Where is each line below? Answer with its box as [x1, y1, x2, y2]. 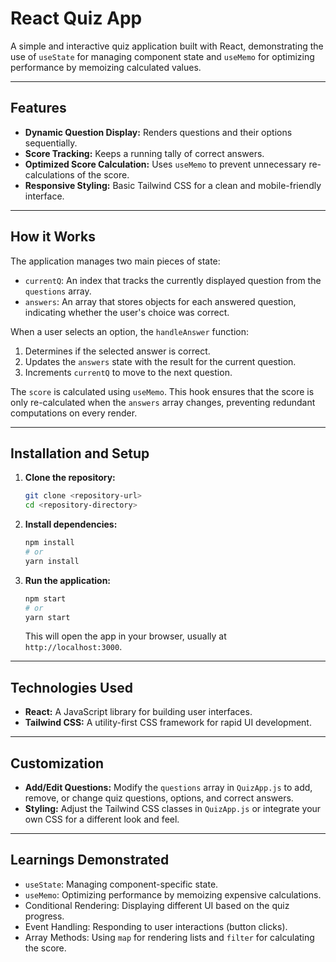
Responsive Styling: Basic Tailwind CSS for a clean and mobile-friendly [24, 179, 322, 191]
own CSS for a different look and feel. [24, 813, 180, 825]
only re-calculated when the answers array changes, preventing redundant [10, 396, 316, 408]
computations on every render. [10, 407, 138, 419]
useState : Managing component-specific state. [24, 878, 219, 890]
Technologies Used [10, 679, 133, 696]
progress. [24, 910, 65, 922]
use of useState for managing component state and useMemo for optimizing [10, 50, 315, 62]
